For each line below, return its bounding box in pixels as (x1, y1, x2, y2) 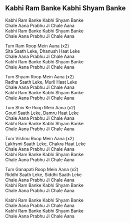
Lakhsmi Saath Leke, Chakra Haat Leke (5, 141, 86, 147)
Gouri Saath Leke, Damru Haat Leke (5, 110, 79, 116)
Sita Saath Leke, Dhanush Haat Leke (5, 48, 80, 54)
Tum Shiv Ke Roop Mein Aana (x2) (5, 104, 76, 110)
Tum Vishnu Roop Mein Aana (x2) (5, 135, 74, 141)
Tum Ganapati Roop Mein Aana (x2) (5, 166, 78, 172)
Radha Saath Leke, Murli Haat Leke (5, 79, 77, 85)
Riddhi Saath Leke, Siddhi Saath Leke (5, 172, 82, 178)
